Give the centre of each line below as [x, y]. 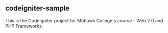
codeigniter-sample [38, 8]
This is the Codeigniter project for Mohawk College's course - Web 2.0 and [84, 20]
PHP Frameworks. [24, 26]
